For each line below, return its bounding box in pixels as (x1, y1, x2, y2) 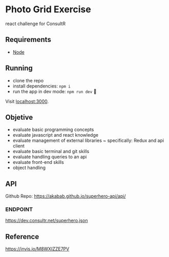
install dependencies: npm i (12, 83, 71, 89)
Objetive (5, 113, 33, 121)
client (12, 143, 25, 149)
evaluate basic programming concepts (12, 126, 94, 133)
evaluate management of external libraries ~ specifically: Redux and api (12, 137, 164, 144)
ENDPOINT (5, 206, 33, 213)
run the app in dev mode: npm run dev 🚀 (12, 88, 97, 94)
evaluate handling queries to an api (12, 154, 87, 160)
